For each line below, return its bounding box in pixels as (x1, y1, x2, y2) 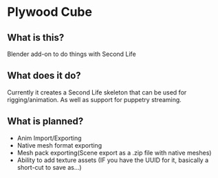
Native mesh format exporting (17, 141, 102, 149)
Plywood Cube (7, 4, 93, 20)
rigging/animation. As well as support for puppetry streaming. (7, 95, 182, 103)
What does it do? (7, 70, 81, 81)
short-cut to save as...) (17, 163, 82, 171)
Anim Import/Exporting (17, 134, 82, 142)
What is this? (7, 32, 65, 43)
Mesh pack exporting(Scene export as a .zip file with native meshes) (17, 148, 212, 157)
